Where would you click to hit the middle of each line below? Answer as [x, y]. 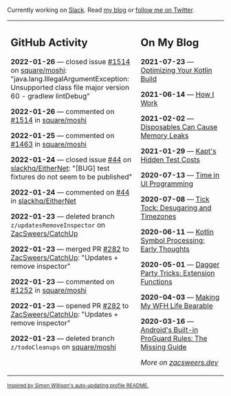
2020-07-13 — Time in [180, 175]
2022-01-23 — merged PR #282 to [70, 249]
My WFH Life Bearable [177, 305]
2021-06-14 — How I [177, 94]
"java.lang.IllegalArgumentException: [70, 78]
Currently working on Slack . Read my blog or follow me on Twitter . [101, 10]
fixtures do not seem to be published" [71, 177]
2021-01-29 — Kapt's [178, 151]
